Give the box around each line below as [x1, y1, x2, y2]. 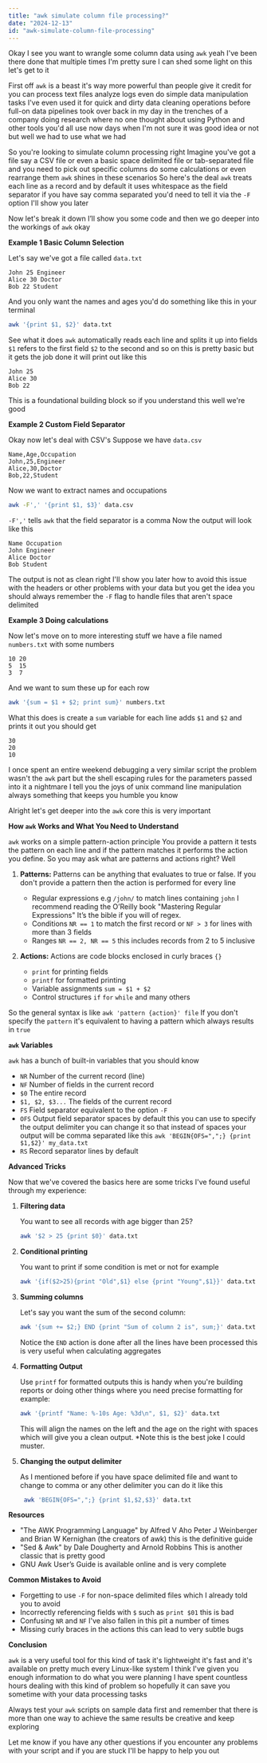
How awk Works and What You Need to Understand [8, 821, 179, 831]
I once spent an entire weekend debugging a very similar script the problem [8, 765, 257, 774]
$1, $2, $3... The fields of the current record [19, 1097, 172, 1106]
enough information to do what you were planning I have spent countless [8, 1673, 249, 1682]
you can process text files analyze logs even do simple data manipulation [8, 90, 249, 99]
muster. [19, 1441, 45, 1450]
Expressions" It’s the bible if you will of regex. [31, 911, 182, 919]
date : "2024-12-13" [8, 19, 73, 27]
